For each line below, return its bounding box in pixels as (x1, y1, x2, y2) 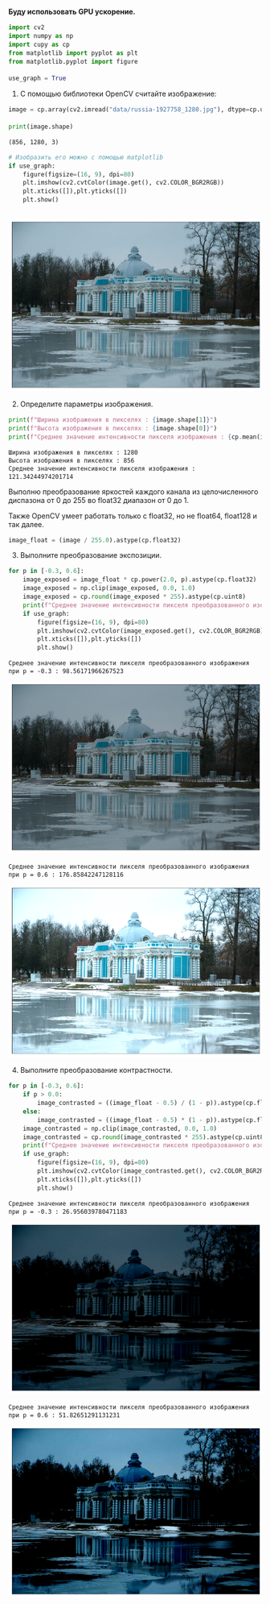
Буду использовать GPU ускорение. (8, 7, 136, 16)
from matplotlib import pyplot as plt (8, 48, 138, 57)
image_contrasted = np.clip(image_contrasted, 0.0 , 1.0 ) (22, 1124, 218, 1132)
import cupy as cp (8, 40, 70, 48)
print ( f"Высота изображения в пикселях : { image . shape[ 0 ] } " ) (8, 424, 218, 432)
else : (22, 1107, 42, 1116)
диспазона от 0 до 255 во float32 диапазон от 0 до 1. (8, 495, 190, 505)
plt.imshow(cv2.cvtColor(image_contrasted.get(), (37, 1167, 207, 1175)
